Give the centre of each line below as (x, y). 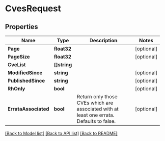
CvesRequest (33, 9)
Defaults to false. (96, 121)
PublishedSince (26, 81)
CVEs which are (95, 103)
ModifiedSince (25, 73)
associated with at (98, 109)
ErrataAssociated (28, 109)
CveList (17, 65)
